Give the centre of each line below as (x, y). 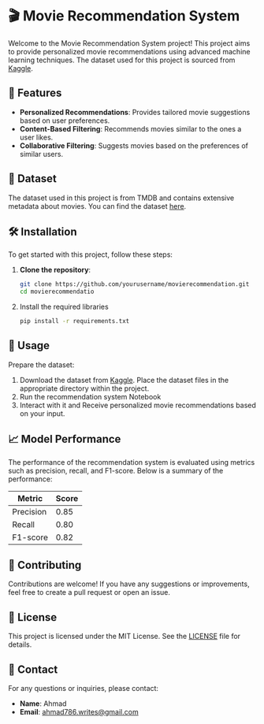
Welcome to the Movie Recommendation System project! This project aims (129, 43)
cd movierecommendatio (57, 292)
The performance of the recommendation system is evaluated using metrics (132, 462)
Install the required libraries (64, 307)
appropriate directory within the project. (84, 388)
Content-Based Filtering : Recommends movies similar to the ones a (130, 128)
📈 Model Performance (65, 439)
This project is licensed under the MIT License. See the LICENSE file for (125, 637)
